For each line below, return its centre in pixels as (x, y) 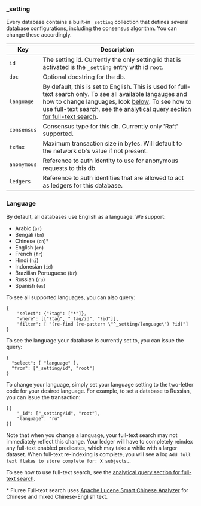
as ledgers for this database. (83, 186)
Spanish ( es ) (30, 285)
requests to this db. (70, 168)
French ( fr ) (29, 254)
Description (117, 50)
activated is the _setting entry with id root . (103, 67)
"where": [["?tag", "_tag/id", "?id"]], (68, 319)
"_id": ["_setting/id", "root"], (59, 413)
